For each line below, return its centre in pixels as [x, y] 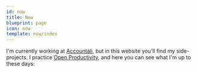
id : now [16, 12]
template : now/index [32, 34]
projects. [17, 57]
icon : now [19, 28]
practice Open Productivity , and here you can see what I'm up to [112, 57]
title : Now [20, 17]
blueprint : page [26, 23]
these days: [21, 64]
